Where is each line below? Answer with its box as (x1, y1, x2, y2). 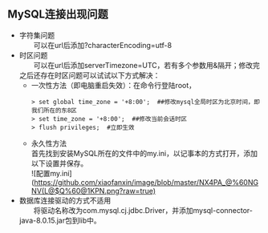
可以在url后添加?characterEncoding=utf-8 (33, 40, 173, 50)
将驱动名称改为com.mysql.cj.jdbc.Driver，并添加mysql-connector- (33, 205, 254, 215)
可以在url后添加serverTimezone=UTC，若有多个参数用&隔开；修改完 (33, 60, 260, 70)
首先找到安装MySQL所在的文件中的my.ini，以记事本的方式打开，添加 (30, 148, 258, 158)
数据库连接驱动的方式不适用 (18, 195, 112, 205)
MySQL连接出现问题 (7, 7, 109, 22)
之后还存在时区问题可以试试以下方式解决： (18, 70, 160, 80)
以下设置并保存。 (30, 159, 88, 168)
